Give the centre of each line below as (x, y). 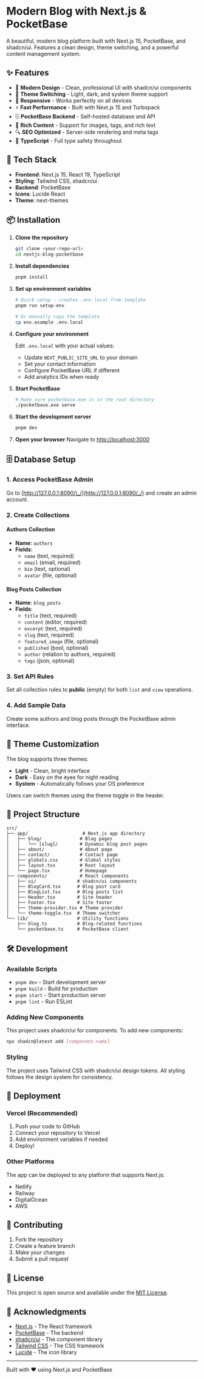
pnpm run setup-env (40, 305)
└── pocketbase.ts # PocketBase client (73, 929)
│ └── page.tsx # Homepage (57, 871)
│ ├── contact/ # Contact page (62, 855)
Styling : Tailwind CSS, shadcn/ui (56, 181)
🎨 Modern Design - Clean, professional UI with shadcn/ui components (103, 87)
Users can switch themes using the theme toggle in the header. (86, 795)
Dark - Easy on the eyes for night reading (67, 777)
